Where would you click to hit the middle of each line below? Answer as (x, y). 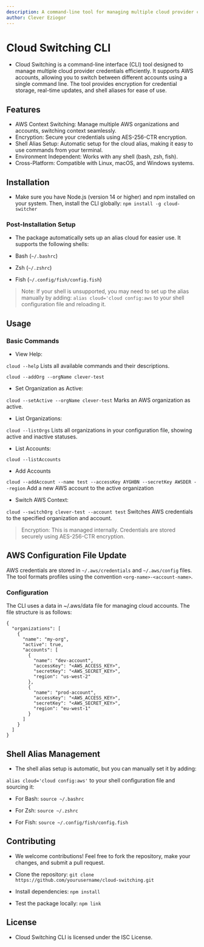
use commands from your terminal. (59, 150)
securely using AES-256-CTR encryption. (73, 537)
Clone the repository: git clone (54, 874)
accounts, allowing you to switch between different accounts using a (101, 77)
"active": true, (43, 645)
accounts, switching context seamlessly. (66, 131)
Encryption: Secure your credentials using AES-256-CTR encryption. (101, 137)
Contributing (31, 841)
